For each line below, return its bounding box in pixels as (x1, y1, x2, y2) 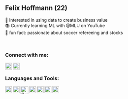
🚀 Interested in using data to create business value (5, 17, 108, 23)
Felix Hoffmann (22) (5, 4, 67, 12)
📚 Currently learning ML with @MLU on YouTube (5, 22, 105, 29)
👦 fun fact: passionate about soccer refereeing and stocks (5, 30, 123, 35)
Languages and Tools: (5, 75, 59, 82)
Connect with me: (5, 51, 49, 58)
